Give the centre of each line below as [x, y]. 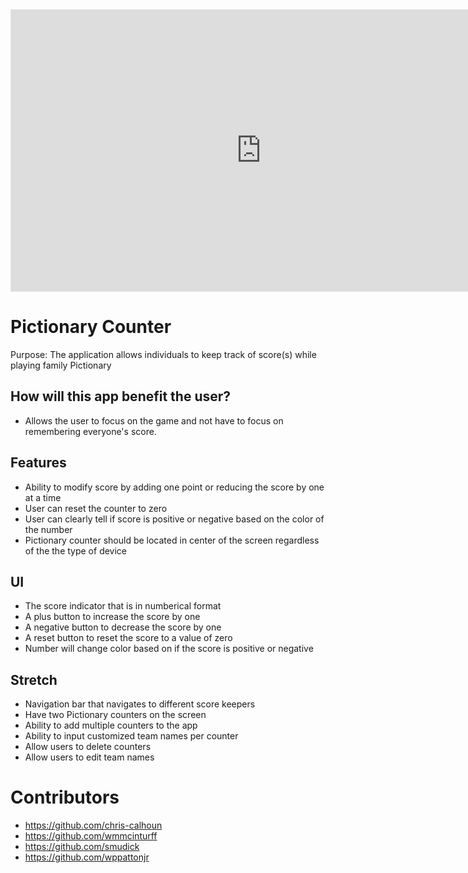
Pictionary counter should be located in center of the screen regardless [172, 540]
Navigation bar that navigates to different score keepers [140, 704]
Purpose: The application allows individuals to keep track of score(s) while [163, 354]
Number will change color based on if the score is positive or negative [169, 649]
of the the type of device [76, 550]
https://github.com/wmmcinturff [91, 836]
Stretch [34, 679]
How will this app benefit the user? [121, 396]
